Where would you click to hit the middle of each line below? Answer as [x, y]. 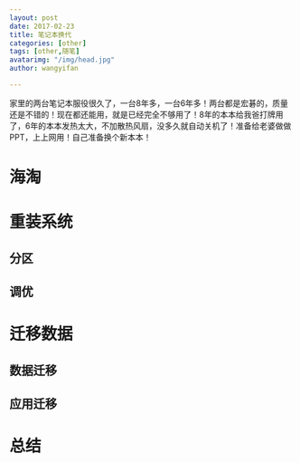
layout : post [34, 18]
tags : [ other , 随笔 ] [45, 52]
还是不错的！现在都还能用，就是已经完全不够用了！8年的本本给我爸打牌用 [146, 114]
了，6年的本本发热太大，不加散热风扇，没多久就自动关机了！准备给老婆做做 [150, 125]
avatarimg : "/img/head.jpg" [62, 60]
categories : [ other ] [48, 43]
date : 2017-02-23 [42, 26]
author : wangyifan [44, 69]
